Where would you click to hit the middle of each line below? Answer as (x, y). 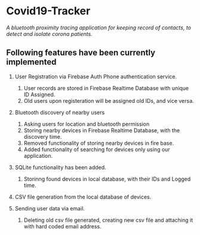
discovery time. (43, 136)
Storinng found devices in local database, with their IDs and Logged (107, 179)
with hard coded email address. (62, 226)
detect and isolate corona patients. (49, 33)
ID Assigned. (39, 94)
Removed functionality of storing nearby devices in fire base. (99, 143)
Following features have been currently (81, 53)
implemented (31, 62)
